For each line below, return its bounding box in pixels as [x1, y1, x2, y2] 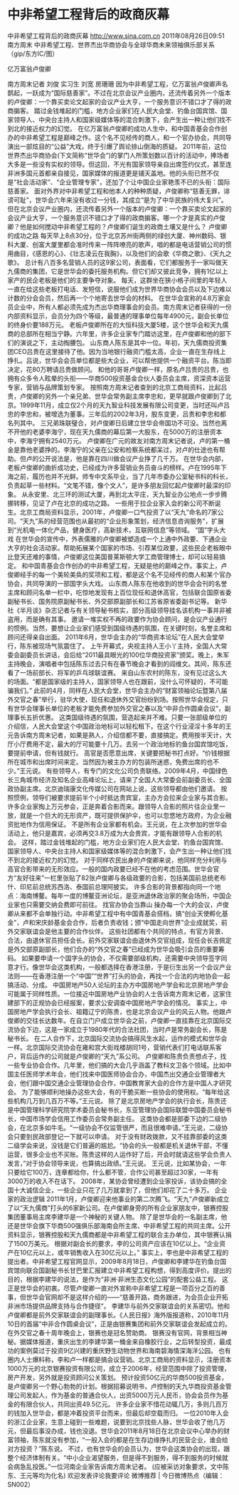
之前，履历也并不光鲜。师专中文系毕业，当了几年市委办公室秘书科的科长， [13, 472, 232, 480]
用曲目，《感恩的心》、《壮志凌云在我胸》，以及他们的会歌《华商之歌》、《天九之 [7, 249, 232, 258]
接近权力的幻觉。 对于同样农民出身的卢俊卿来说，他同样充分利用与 [31, 856, 228, 864]
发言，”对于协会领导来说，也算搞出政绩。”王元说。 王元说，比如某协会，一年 [7, 1159, 227, 1167]
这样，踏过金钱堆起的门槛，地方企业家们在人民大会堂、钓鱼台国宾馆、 [21, 838, 228, 846]
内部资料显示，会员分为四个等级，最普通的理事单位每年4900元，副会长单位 [7, 311, 229, 320]
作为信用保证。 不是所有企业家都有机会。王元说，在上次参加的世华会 [26, 820, 228, 828]
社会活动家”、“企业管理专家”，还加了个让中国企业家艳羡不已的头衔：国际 [16, 178, 230, 186]
